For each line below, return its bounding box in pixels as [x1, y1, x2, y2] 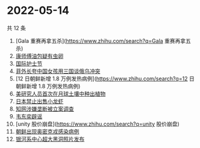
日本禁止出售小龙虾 [15, 97, 64, 105]
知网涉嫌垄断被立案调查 [15, 105, 74, 112]
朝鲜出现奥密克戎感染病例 [15, 127, 80, 135]
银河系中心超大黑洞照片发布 [15, 135, 85, 143]
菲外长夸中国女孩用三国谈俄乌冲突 [15, 67, 101, 74]
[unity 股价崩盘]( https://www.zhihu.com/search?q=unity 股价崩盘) [15, 120, 180, 127]
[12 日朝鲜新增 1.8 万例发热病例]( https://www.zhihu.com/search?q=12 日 [15, 75, 195, 82]
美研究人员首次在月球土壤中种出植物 [15, 90, 106, 97]
